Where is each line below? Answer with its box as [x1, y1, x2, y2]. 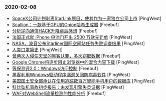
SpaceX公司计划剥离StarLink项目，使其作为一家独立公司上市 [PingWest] [12, 15, 161, 21]
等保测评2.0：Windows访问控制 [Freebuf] [12, 65, 98, 71]
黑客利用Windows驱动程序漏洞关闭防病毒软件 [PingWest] [12, 71, 130, 78]
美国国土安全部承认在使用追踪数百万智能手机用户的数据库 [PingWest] [12, 78, 155, 84]
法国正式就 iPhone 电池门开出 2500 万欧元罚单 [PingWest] [12, 34, 132, 40]
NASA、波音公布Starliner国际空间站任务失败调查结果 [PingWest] [12, 40, 145, 46]
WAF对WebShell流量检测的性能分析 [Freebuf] [12, 90, 106, 96]
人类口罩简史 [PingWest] [12, 46, 63, 53]
